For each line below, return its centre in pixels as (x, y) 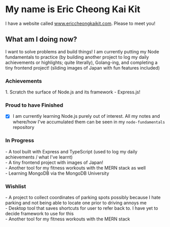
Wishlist (16, 186)
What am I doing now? (41, 39)
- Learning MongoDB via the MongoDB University (57, 173)
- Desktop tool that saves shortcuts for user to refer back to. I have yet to (82, 208)
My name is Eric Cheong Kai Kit (73, 9)
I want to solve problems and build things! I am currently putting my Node (82, 51)
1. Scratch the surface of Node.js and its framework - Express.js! (73, 92)
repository (23, 127)
